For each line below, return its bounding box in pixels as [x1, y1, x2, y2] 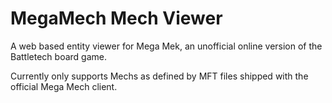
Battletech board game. [10, 50, 107, 62]
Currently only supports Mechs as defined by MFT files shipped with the [10, 70, 309, 82]
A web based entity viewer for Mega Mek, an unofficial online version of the [10, 40, 323, 52]
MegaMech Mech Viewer [10, 7, 223, 30]
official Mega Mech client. [10, 80, 118, 92]
